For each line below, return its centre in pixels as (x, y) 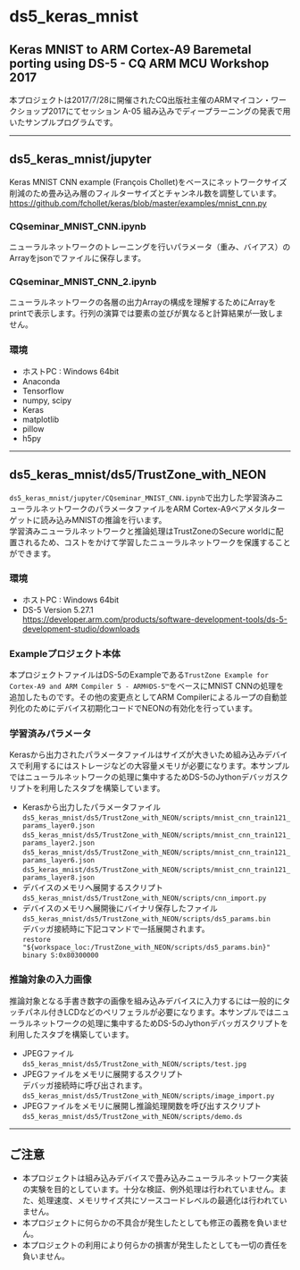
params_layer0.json (58, 826)
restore (36, 940)
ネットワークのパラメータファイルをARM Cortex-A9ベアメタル (155, 509)
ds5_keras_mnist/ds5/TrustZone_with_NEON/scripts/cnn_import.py (144, 899)
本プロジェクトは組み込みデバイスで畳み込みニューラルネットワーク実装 (155, 1178)
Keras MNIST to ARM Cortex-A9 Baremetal (130, 50)
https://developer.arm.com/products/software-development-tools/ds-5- (155, 619)
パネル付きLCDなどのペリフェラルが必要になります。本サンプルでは (150, 1012)
